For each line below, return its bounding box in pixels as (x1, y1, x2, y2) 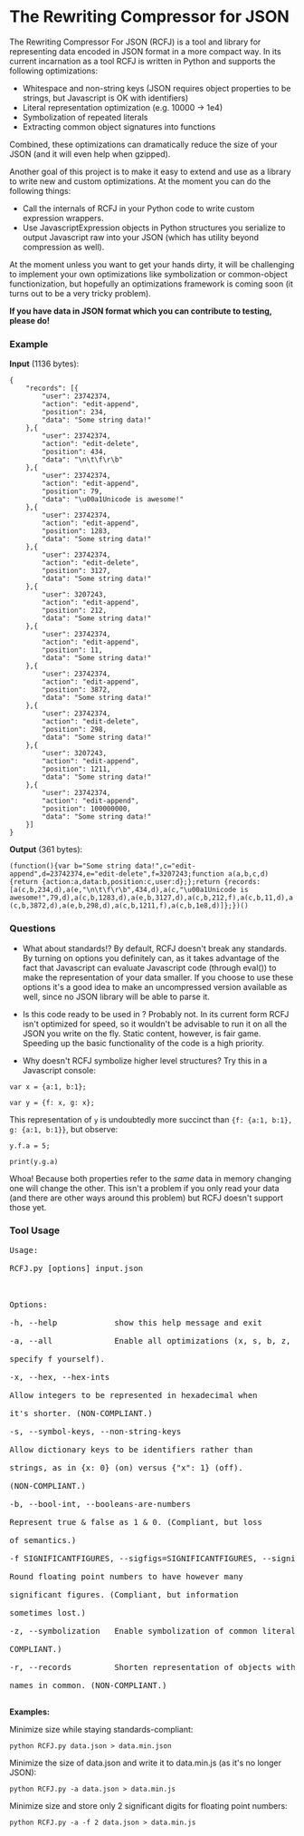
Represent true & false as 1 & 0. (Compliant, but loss (9, 1517, 262, 1527)
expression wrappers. (22, 212, 104, 223)
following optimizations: (9, 65, 98, 76)
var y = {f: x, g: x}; (9, 1098, 95, 1107)
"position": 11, (42, 646, 103, 655)
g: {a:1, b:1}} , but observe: (9, 1123, 119, 1134)
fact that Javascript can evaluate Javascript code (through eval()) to (22, 962, 277, 973)
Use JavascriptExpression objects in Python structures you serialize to (22, 222, 286, 233)
